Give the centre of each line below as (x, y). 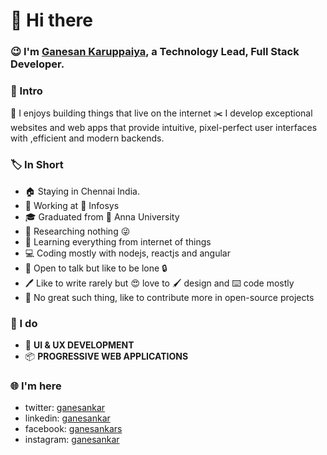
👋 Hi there (51, 20)
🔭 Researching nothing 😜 (77, 231)
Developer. (37, 64)
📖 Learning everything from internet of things (118, 241)
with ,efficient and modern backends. (87, 138)
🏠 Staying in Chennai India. (82, 191)
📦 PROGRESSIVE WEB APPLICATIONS (106, 356)
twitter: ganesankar (65, 408)
